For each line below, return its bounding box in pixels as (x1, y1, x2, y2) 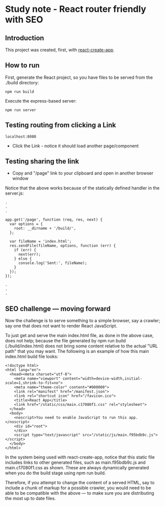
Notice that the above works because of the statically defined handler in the (5, 185, 160, 191)
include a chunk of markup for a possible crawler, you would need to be (5, 485, 152, 491)
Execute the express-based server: (5, 98, 77, 104)
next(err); (18, 252, 41, 257)
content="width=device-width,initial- (62, 376, 142, 381)
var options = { (9, 222, 43, 226)
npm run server (5, 108, 37, 112)
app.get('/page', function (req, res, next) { (5, 217, 103, 223)
